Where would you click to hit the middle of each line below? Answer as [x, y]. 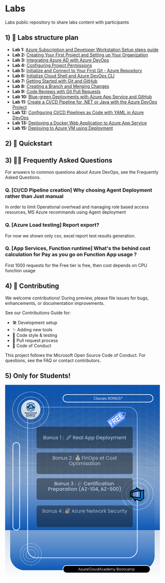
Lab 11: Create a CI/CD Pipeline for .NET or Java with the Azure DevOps [85, 102]
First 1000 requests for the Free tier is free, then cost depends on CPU [76, 265]
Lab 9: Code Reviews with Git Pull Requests [56, 91]
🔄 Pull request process [35, 340]
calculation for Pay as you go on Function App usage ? [71, 255]
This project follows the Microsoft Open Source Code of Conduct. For [75, 355]
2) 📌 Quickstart [29, 144]
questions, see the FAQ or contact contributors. [53, 360]
